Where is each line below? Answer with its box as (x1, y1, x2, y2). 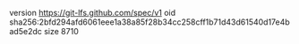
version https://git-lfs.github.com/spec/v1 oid (9, 8, 176, 18)
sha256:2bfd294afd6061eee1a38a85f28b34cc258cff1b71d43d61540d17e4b (9, 17, 291, 27)
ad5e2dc (9, 26, 43, 36)
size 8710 (43, 26, 79, 36)
